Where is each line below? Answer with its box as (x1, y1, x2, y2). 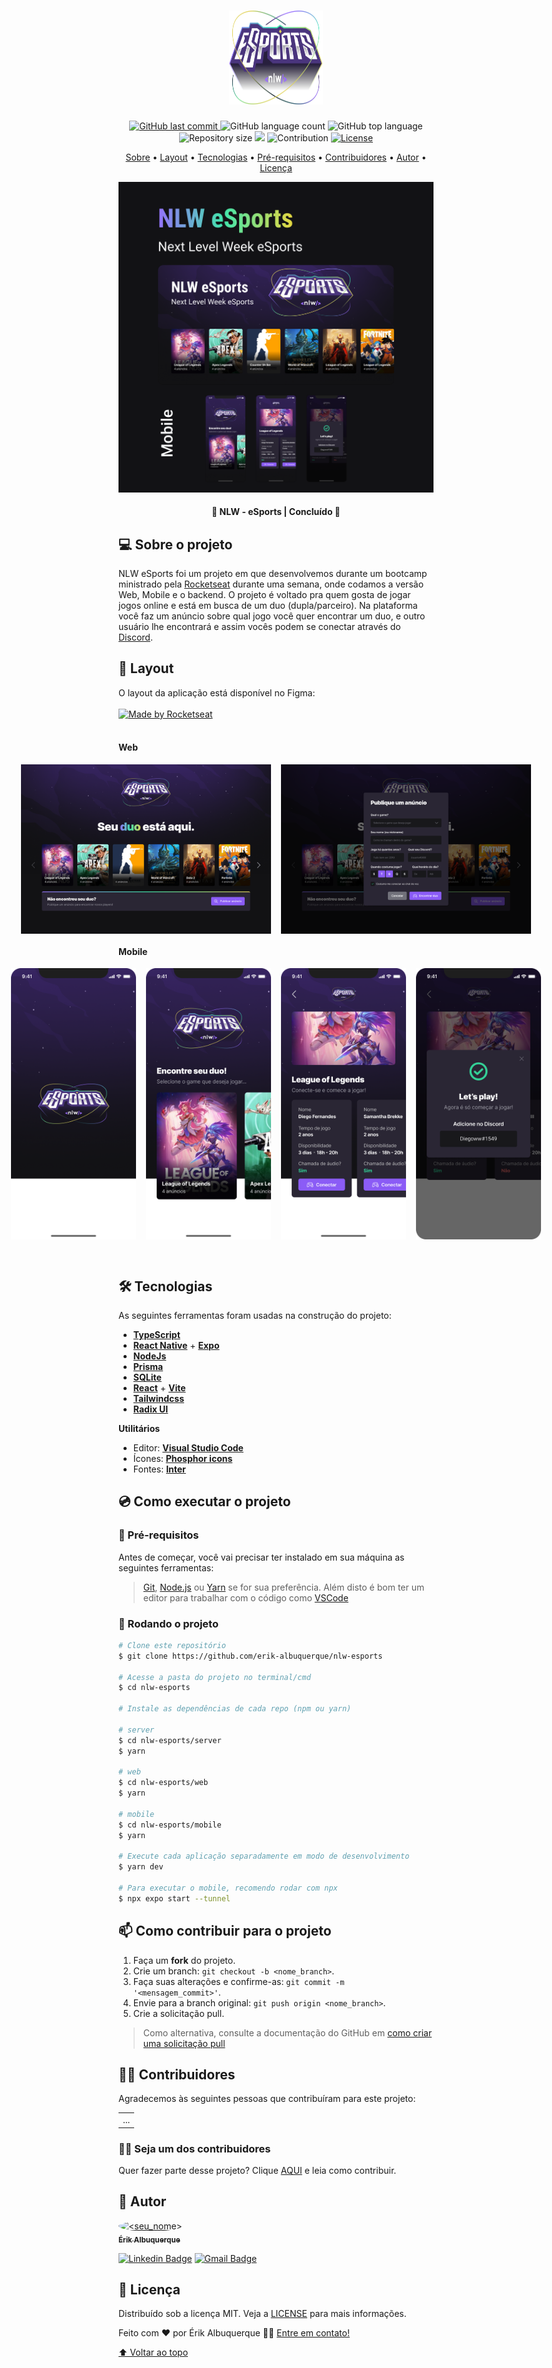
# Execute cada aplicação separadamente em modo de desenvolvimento (118, 1851, 410, 1862)
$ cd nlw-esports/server (118, 1735, 222, 1745)
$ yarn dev (118, 1862, 164, 1872)
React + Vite (132, 1381, 186, 1394)
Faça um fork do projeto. (132, 1954, 236, 1966)
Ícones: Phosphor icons (132, 1452, 233, 1464)
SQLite (132, 1371, 162, 1383)
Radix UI (132, 1403, 169, 1415)
